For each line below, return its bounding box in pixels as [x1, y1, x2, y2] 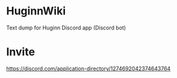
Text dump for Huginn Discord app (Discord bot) [6, 24, 126, 31]
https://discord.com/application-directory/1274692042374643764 [6, 65, 171, 72]
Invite [6, 45, 35, 59]
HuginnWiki [6, 4, 66, 18]
